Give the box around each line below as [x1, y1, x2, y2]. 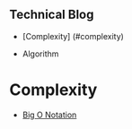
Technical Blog [9, 7, 94, 22]
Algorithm [22, 48, 59, 59]
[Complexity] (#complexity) [22, 30, 124, 41]
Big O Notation [22, 109, 77, 120]
